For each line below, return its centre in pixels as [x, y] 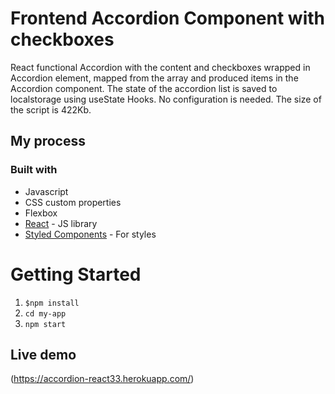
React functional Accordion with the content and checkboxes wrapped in [160, 67]
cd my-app [45, 313]
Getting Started [76, 274]
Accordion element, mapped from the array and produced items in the [154, 78]
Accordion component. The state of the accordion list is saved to [144, 88]
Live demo [43, 354]
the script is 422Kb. [51, 109]
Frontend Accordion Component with [167, 18]
